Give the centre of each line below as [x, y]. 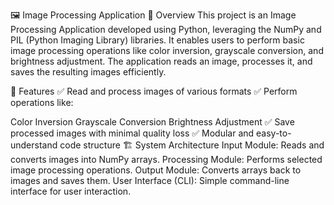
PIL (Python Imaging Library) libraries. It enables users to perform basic [157, 40]
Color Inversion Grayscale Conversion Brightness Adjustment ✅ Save [152, 122]
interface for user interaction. [71, 191]
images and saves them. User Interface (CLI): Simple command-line [150, 180]
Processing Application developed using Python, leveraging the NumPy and [166, 29]
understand [34, 145]
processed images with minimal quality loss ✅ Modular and [132, 133]
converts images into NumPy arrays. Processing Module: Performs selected [166, 159]
